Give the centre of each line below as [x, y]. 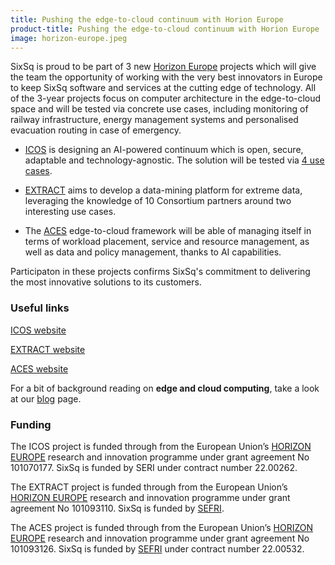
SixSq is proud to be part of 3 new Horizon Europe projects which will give [163, 67]
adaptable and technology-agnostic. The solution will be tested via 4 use [174, 160]
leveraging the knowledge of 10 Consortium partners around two [158, 201]
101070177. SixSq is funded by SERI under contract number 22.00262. [154, 467]
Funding [31, 424]
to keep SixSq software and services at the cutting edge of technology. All [163, 88]
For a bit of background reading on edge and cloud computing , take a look [165, 388]
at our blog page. [46, 398]
